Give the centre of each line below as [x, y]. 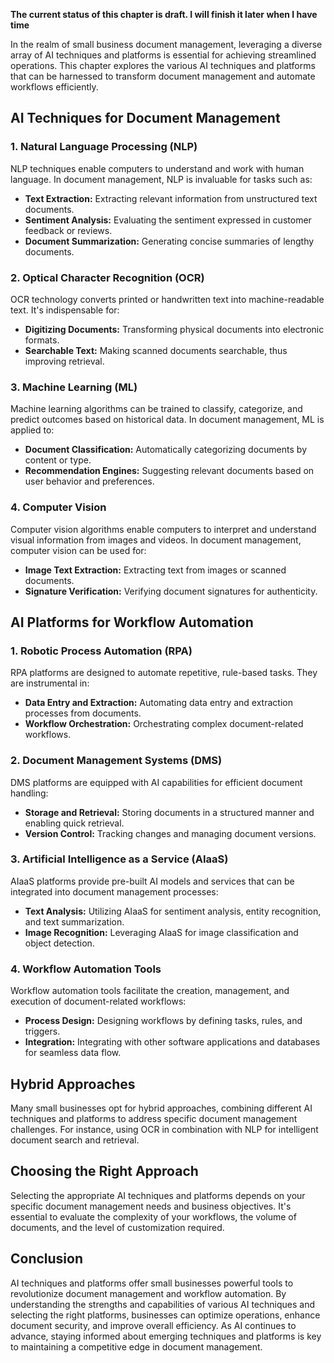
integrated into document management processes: [114, 891]
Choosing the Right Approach [104, 1171]
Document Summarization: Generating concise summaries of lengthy [169, 241]
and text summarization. [74, 921]
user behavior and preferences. [89, 481]
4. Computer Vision [58, 507]
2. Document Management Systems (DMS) [116, 761]
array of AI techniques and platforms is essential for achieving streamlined [163, 55]
